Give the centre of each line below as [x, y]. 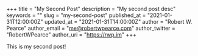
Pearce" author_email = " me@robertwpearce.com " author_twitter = [91, 28]
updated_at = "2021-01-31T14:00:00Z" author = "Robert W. [118, 22]
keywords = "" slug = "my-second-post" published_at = [76, 15]
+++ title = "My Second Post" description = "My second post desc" [91, 9]
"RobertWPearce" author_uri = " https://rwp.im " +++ [72, 35]
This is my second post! [36, 46]
